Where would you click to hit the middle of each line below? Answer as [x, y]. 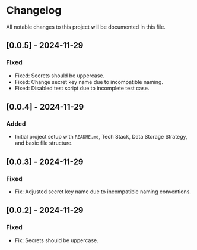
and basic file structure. [44, 143]
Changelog [34, 10]
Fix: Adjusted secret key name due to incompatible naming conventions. [103, 192]
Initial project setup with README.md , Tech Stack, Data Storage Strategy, [101, 137]
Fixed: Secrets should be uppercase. [60, 76]
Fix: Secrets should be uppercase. [57, 240]
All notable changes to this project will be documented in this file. [86, 27]
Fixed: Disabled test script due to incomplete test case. [82, 88]
